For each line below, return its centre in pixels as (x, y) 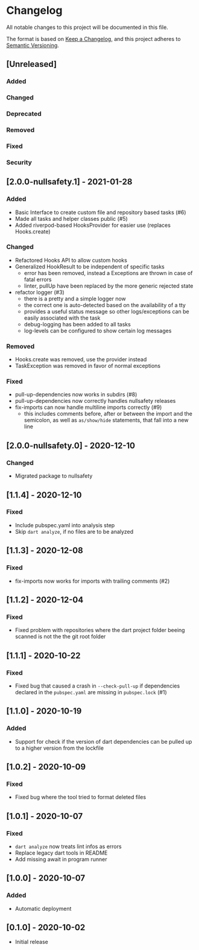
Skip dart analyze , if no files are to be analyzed (74, 531)
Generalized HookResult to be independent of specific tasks (90, 267)
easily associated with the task (62, 318)
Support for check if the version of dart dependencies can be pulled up (103, 741)
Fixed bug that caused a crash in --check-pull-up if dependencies (97, 686)
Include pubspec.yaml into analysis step (65, 525)
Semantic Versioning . (33, 45)
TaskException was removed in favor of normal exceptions (88, 366)
